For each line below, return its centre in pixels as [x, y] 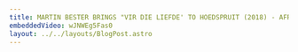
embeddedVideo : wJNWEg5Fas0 [61, 26]
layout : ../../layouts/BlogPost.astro [81, 33]
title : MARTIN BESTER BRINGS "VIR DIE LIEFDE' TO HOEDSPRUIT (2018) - [142, 17]
